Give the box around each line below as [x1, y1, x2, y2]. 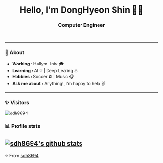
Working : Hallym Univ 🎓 [12, 61, 64, 66]
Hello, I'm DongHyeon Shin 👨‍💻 [19, 4, 144, 16]
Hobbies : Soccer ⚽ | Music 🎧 [12, 73, 74, 79]
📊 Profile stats [5, 123, 41, 129]
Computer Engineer [58, 22, 105, 29]
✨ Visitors [5, 99, 30, 106]
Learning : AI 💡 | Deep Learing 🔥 [12, 67, 78, 73]
